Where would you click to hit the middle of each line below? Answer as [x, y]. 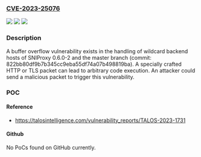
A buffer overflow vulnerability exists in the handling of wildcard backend [97, 51]
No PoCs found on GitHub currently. [51, 147]
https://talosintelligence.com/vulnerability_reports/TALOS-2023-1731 [100, 120]
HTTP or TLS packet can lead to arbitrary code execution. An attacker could [101, 70]
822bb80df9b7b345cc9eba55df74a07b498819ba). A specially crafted [94, 64]
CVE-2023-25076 [33, 8]
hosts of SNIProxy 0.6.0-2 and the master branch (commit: [79, 57]
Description [24, 38]
